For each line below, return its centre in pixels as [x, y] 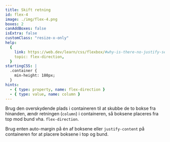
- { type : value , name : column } [45, 94]
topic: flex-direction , [39, 57]
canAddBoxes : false [26, 29]
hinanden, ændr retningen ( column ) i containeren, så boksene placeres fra [82, 114]
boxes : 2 [14, 24]
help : [11, 43]
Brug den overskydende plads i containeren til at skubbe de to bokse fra [80, 108]
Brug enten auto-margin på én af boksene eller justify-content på [75, 129]
